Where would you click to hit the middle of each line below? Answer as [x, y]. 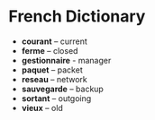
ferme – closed [50, 50]
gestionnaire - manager [66, 60]
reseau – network [54, 79]
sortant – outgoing [56, 98]
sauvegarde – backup [63, 89]
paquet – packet [52, 70]
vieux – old [42, 107]
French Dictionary [77, 17]
